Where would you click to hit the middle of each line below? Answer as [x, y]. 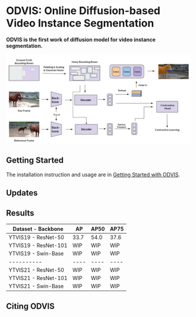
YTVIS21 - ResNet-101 [38, 278]
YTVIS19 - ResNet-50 [36, 237]
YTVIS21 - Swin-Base [36, 286]
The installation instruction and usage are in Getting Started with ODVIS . [93, 174]
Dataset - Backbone [38, 229]
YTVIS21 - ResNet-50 [36, 270]
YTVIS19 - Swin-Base [36, 254]
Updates [22, 193]
